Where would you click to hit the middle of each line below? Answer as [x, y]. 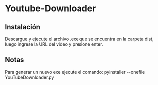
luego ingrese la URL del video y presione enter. [54, 44]
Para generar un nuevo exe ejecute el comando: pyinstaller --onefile [75, 72]
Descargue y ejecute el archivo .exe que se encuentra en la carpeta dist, [79, 39]
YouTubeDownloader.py [30, 77]
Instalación [23, 27]
